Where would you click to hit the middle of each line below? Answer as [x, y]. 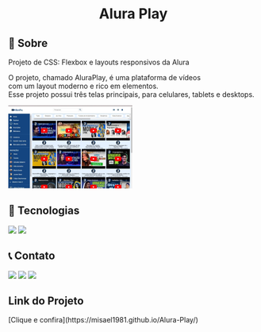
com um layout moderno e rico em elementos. [83, 86]
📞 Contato [32, 256]
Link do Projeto [46, 301]
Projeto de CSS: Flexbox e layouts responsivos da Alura [99, 62]
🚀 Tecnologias [44, 211]
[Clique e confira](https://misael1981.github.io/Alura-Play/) [103, 320]
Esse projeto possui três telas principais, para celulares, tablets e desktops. [132, 95]
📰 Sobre [28, 43]
